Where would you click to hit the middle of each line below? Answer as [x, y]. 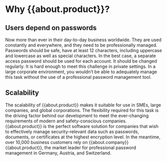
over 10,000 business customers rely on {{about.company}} [67, 142]
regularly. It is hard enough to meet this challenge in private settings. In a [80, 66]
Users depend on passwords [51, 28]
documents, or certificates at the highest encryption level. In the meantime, [83, 137]
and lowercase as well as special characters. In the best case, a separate [81, 56]
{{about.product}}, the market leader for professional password [71, 147]
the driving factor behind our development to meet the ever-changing [77, 115]
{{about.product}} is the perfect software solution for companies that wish [82, 126]
